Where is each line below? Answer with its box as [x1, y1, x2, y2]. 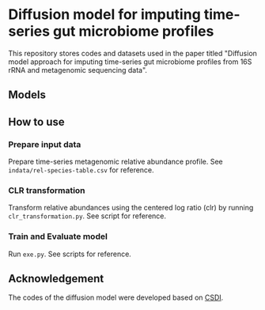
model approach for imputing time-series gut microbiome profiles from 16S [8, 57, 252, 66]
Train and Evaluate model [8, 231, 108, 242]
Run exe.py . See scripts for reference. [8, 249, 132, 259]
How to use [8, 115, 65, 128]
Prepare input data [8, 138, 81, 149]
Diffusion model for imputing [8, 6, 202, 24]
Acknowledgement [8, 272, 104, 285]
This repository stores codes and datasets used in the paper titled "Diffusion [8, 48, 257, 58]
